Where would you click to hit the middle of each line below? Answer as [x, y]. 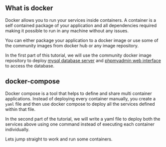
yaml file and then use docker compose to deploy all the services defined [80, 104]
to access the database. [30, 66]
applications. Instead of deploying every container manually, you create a [81, 98]
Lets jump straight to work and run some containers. [59, 139]
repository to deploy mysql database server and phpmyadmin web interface [83, 60]
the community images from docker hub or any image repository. [72, 45]
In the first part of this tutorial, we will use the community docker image [79, 55]
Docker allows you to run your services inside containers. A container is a [81, 20]
